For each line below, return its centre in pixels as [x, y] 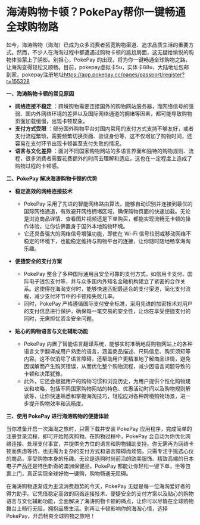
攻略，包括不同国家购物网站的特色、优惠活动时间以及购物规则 [110, 389]
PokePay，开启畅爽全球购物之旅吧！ [51, 515]
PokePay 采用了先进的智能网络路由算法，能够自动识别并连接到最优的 [108, 204]
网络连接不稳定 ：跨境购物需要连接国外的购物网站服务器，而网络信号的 [101, 106]
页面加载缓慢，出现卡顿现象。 [51, 121]
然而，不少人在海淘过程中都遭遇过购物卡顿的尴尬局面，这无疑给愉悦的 [102, 52]
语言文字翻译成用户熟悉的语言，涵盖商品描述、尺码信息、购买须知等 [107, 351]
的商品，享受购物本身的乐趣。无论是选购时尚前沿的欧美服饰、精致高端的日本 [100, 458]
